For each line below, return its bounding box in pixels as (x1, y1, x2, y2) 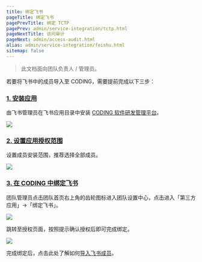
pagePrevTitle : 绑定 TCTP (6, 20, 69, 26)
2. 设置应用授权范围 (6, 136, 63, 144)
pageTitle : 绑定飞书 (6, 14, 54, 20)
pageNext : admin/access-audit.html (6, 37, 96, 43)
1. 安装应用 (6, 94, 37, 103)
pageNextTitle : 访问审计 (6, 31, 65, 37)
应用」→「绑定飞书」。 (6, 201, 62, 209)
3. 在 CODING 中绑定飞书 (6, 179, 78, 188)
